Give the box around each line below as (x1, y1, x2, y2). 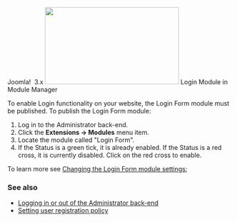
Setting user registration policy (17, 206, 109, 215)
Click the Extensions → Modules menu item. (17, 128, 150, 136)
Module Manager (7, 86, 59, 94)
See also (7, 182, 38, 192)
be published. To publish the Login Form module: (7, 107, 151, 115)
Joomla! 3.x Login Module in (7, 78, 228, 86)
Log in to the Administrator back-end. (17, 121, 128, 128)
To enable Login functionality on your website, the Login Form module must (7, 99, 230, 107)
